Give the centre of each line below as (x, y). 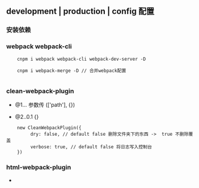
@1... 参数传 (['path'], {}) (45, 105)
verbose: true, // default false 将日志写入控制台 (91, 147)
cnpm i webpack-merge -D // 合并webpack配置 (72, 71)
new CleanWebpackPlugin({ (49, 128)
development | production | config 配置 (80, 11)
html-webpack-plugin (39, 167)
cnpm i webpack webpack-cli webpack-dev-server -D (82, 59)
